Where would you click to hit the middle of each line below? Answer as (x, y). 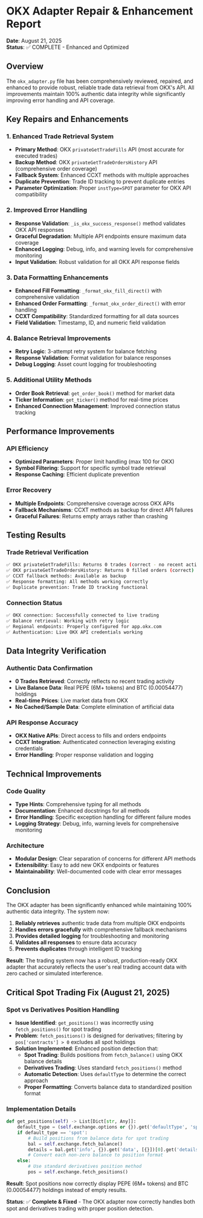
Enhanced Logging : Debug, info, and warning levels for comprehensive (104, 249)
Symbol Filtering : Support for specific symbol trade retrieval (90, 468)
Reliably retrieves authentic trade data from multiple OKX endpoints (100, 923)
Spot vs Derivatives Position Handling (63, 1010)
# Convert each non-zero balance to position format (96, 1155)
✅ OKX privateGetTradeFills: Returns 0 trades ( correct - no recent (95, 565)
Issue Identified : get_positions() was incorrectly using (84, 1022)
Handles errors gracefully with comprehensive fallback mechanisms (101, 930)
